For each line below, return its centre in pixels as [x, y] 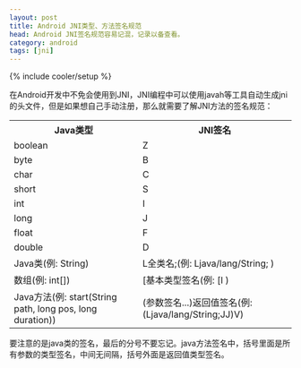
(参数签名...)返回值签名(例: [197, 303]
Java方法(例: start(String [65, 297]
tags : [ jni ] [31, 51]
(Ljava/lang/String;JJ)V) [193, 314]
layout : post [34, 17]
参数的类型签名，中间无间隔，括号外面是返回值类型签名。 [123, 355]
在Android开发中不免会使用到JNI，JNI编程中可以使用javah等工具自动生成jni [149, 95]
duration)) [35, 321]
